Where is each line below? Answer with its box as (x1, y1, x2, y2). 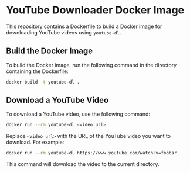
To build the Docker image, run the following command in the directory (6, 61, 177, 68)
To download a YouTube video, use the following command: (6, 110, 151, 117)
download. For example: (6, 139, 65, 146)
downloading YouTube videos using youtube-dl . (6, 29, 121, 36)
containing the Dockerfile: (6, 68, 69, 75)
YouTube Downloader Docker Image (6, 4, 185, 17)
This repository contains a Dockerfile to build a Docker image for (6, 23, 162, 30)
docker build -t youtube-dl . (6, 79, 80, 85)
